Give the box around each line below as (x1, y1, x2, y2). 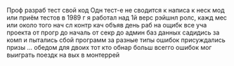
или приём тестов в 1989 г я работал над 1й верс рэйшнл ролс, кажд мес (6, 13, 228, 22)
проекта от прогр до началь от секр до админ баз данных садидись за (6, 28, 220, 37)
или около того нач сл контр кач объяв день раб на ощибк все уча (6, 21, 207, 29)
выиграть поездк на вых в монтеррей (6, 51, 120, 59)
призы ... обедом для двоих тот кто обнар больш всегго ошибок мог (6, 44, 212, 51)
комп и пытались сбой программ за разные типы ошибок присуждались (6, 36, 226, 44)
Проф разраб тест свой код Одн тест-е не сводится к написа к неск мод (6, 6, 226, 14)
